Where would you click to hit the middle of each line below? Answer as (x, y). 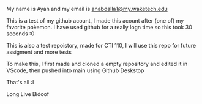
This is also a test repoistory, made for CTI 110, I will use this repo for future (101, 46)
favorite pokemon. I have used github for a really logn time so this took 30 (99, 27)
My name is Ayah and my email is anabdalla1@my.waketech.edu (87, 9)
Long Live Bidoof (28, 94)
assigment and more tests (39, 52)
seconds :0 (21, 34)
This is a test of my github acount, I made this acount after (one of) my (95, 20)
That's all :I (20, 82)
